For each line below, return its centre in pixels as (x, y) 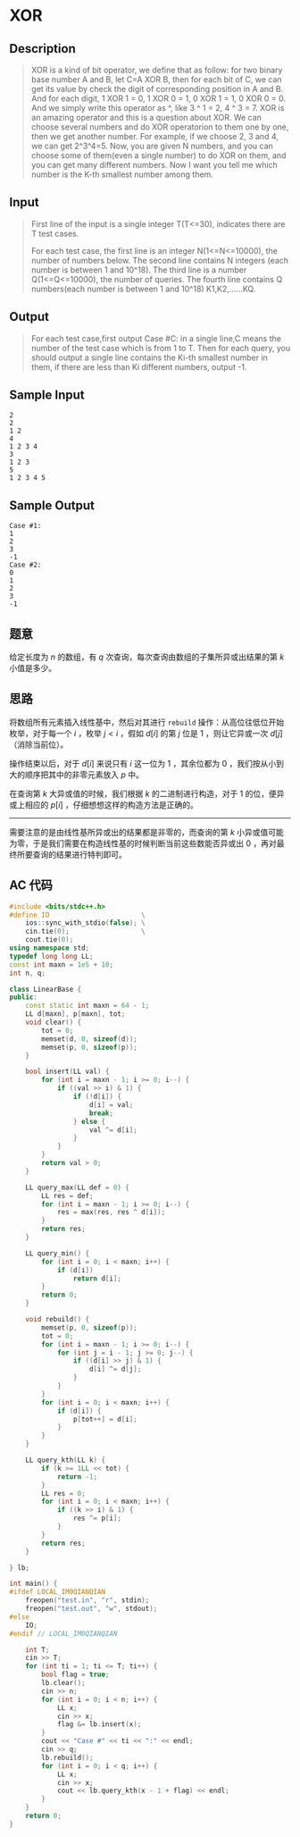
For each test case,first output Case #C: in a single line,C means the (156, 338)
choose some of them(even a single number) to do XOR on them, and (158, 155)
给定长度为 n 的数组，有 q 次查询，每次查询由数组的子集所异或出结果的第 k (147, 657)
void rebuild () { (58, 1320)
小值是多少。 (33, 668)
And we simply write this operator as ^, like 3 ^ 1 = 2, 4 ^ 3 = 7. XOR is (158, 108)
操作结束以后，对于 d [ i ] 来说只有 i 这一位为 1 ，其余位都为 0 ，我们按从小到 (146, 763)
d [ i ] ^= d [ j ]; (115, 1369)
